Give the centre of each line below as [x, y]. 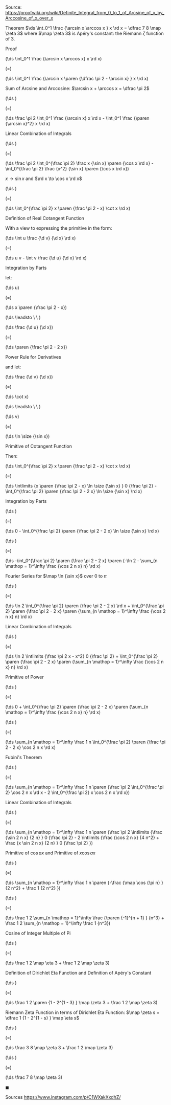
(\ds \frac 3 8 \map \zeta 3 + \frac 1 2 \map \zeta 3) [59, 1048]
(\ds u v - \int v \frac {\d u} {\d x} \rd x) [46, 258]
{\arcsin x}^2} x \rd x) [28, 124]
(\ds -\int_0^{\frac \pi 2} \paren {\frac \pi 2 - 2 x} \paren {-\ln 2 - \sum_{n [81, 561]
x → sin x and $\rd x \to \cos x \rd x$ [44, 179]
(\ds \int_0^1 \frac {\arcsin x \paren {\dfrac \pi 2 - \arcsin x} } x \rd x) [77, 79]
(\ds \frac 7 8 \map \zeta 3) [34, 1077]
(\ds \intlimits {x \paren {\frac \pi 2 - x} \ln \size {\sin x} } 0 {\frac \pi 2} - [81, 486]
